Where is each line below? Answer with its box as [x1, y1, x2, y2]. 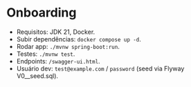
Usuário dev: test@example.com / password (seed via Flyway [16, 64, 185, 72]
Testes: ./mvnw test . [16, 50, 75, 58]
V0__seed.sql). [16, 71, 59, 80]
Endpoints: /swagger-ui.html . [16, 57, 101, 65]
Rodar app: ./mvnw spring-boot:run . [16, 42, 120, 50]
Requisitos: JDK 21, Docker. [16, 28, 95, 36]
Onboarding [6, 5, 77, 21]
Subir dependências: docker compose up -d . [16, 35, 141, 43]
